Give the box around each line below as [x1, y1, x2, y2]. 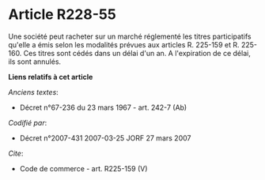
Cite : [8, 148, 24, 158]
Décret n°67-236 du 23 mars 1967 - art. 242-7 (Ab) [19, 103, 187, 112]
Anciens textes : [8, 87, 59, 96]
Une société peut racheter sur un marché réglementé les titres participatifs [8, 32, 252, 41]
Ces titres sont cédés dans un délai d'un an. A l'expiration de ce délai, [23, 48, 251, 58]
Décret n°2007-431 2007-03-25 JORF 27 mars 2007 [19, 133, 191, 143]
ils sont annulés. [8, 57, 62, 66]
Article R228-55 [8, 6, 116, 24]
